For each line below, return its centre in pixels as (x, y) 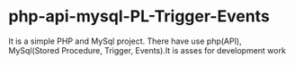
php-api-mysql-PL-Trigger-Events (139, 16)
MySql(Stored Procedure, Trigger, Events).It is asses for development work (147, 50)
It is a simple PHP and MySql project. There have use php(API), (125, 41)
